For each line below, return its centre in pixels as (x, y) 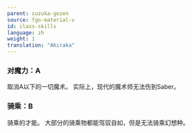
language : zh (26, 33)
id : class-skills (32, 26)
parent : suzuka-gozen (38, 13)
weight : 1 (21, 39)
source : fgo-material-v (41, 20)
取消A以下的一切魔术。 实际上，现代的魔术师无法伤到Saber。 (94, 87)
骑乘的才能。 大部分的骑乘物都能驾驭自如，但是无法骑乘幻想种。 (98, 122)
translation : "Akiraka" (41, 45)
